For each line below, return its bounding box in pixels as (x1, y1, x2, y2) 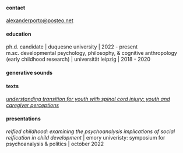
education (6, 30, 31, 37)
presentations (6, 115, 41, 122)
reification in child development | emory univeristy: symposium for (6, 134, 166, 141)
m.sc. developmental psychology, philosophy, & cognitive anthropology (6, 50, 178, 57)
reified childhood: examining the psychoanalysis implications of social (6, 128, 175, 135)
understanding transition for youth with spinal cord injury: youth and (6, 96, 170, 103)
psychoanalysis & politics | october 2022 (6, 140, 104, 148)
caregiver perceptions (6, 102, 59, 109)
